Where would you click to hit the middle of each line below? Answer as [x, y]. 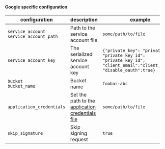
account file [84, 40]
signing [79, 133]
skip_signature [25, 133]
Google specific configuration [36, 7]
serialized [82, 54]
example [140, 20]
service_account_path [33, 37]
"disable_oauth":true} [129, 70]
